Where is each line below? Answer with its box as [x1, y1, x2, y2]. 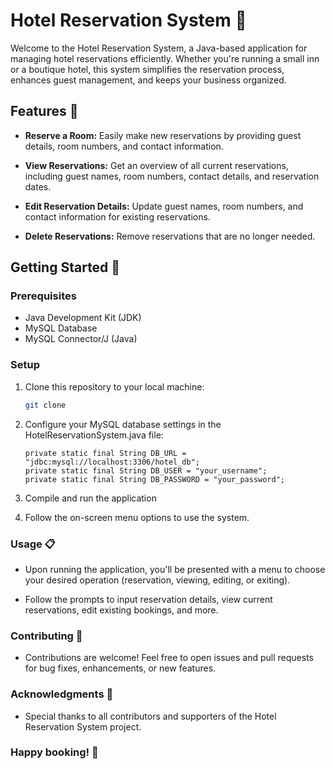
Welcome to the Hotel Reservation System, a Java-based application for [10, 42, 308, 54]
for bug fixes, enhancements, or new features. [24, 662, 217, 674]
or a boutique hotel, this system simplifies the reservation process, [10, 63, 285, 75]
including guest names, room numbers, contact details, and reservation [24, 170, 320, 182]
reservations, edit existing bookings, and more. [24, 604, 219, 616]
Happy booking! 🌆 [10, 745, 99, 759]
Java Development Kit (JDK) [24, 312, 142, 324]
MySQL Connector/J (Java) [24, 333, 138, 345]
